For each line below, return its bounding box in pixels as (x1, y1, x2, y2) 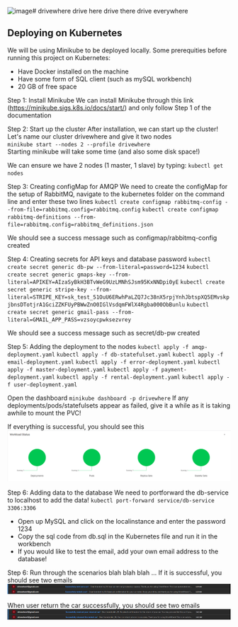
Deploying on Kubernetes (7, 27, 123, 39)
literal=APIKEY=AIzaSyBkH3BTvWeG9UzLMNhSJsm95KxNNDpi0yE (7, 278, 179, 286)
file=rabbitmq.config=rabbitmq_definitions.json (7, 221, 154, 228)
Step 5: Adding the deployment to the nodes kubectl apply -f (7, 342, 189, 350)
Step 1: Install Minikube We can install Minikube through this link (7, 96, 194, 104)
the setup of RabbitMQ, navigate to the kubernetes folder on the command (7, 190, 225, 198)
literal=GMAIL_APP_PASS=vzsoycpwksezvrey (7, 316, 132, 323)
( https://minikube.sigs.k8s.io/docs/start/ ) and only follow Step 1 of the (7, 103, 211, 112)
